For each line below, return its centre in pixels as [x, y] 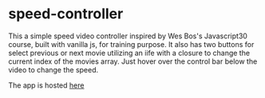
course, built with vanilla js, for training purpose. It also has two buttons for [131, 44]
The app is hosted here [46, 85]
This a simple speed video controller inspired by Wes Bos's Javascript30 [128, 36]
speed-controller [66, 14]
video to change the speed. [53, 69]
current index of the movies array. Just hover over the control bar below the [133, 61]
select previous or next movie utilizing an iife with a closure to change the [129, 53]
